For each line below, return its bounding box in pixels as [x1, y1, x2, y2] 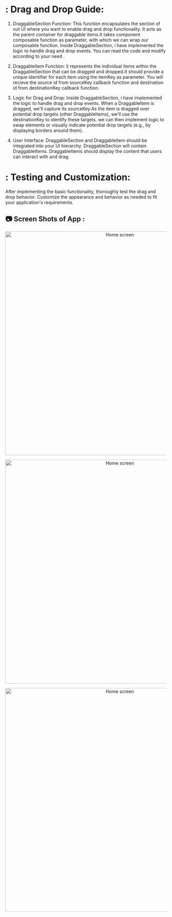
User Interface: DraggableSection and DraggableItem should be [12, 137, 147, 143]
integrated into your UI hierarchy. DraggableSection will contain [12, 142, 147, 149]
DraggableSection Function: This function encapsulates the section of [12, 20, 160, 27]
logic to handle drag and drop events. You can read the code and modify [12, 48, 166, 54]
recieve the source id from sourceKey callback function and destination [12, 79, 164, 85]
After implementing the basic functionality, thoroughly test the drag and [5, 188, 156, 194]
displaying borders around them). [12, 127, 83, 134]
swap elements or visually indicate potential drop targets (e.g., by [12, 122, 151, 128]
